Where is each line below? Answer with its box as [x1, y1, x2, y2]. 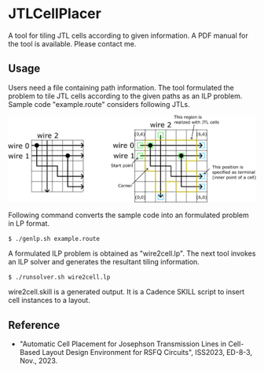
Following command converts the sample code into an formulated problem [8, 210, 249, 220]
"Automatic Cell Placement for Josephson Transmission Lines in [19, 339, 227, 349]
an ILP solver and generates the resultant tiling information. [8, 257, 200, 267]
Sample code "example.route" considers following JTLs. [8, 99, 190, 109]
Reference [8, 318, 60, 331]
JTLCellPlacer [8, 5, 102, 23]
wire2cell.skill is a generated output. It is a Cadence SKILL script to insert [8, 287, 245, 297]
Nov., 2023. [19, 356, 57, 365]
